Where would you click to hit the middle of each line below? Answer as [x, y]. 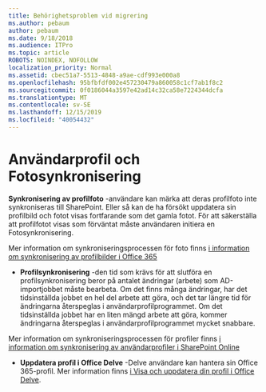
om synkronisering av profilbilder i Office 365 [83, 256]
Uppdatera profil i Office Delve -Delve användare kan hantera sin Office [139, 362]
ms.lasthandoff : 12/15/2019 [55, 113]
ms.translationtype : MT [48, 98]
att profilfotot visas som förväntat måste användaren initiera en [112, 224]
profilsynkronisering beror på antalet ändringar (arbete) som [119, 280]
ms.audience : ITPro [41, 46]
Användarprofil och [74, 160]
